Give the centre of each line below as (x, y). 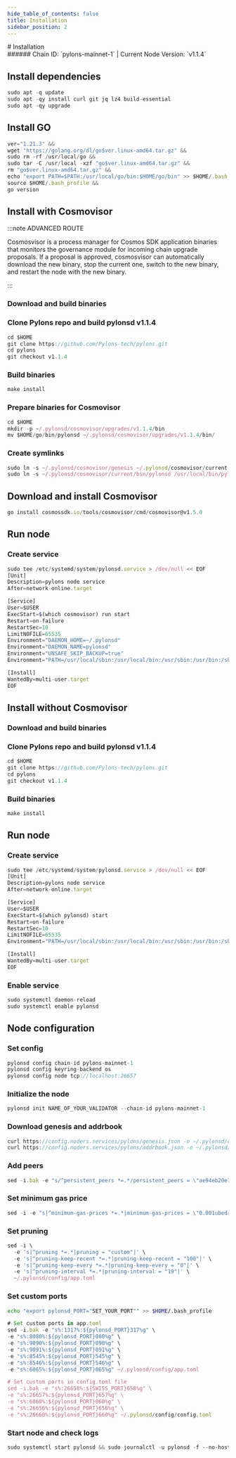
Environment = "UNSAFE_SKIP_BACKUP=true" (66, 654)
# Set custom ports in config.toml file (67, 1382)
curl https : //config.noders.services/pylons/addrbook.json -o (100, 1148)
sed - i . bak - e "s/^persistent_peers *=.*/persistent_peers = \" (103, 1180)
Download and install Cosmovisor (83, 496)
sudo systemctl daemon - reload (52, 1000)
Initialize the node (38, 1094)
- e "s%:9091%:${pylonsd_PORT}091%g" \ (64, 1350)
